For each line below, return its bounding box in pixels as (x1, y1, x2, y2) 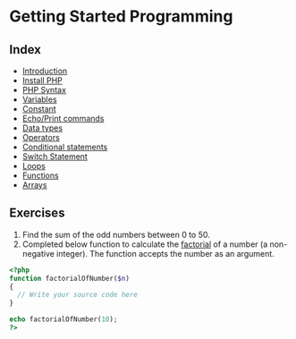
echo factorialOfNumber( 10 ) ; (9, 315, 118, 324)
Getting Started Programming (9, 6, 233, 27)
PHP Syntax (21, 85, 67, 95)
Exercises (9, 206, 65, 221)
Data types (21, 123, 63, 133)
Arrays (21, 180, 47, 190)
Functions (21, 170, 60, 181)
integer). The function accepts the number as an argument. (56, 248, 275, 258)
